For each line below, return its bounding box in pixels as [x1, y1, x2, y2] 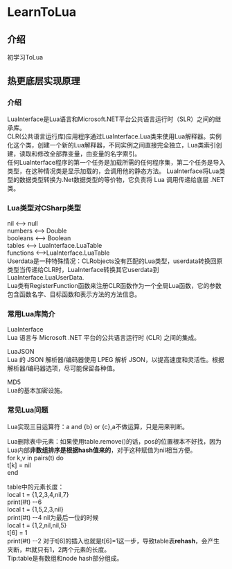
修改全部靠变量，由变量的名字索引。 [37, 150, 141, 158]
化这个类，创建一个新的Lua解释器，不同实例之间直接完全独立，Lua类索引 [7, 141, 217, 149]
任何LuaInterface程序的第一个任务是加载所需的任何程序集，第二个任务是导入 [7, 158, 226, 166]
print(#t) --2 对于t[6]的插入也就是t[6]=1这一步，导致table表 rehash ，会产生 [7, 536, 220, 545]
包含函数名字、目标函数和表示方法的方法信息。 [7, 290, 141, 298]
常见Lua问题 [7, 406, 48, 415]
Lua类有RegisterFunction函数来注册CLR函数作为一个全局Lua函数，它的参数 [7, 281, 222, 289]
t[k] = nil [7, 461, 31, 469]
